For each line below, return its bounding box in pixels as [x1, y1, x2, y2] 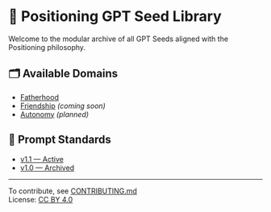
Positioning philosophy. [8, 42, 86, 52]
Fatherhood [19, 92, 59, 102]
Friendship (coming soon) [19, 101, 106, 110]
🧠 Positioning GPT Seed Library [8, 7, 222, 26]
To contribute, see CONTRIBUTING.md [8, 185, 137, 196]
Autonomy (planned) [19, 109, 90, 119]
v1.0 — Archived [19, 163, 75, 173]
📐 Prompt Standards [8, 133, 111, 147]
